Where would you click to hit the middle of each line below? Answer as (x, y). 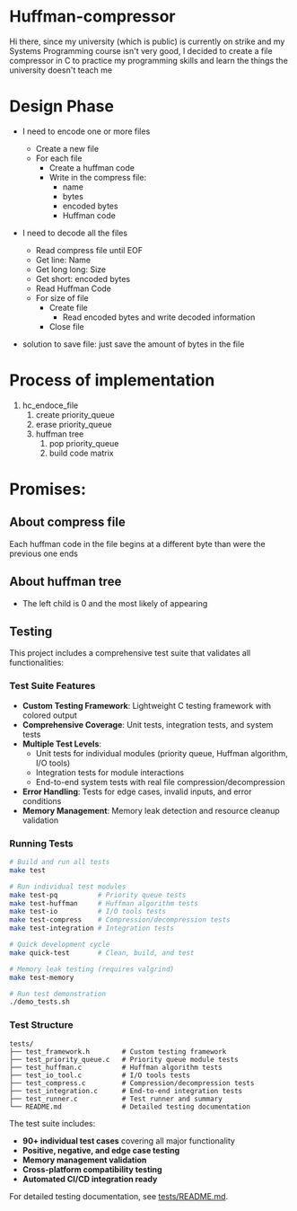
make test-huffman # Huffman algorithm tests (104, 903)
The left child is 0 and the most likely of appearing (115, 603)
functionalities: (37, 663)
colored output (50, 715)
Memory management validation (84, 1160)
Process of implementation (112, 380)
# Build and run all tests (60, 862)
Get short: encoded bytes (83, 278)
